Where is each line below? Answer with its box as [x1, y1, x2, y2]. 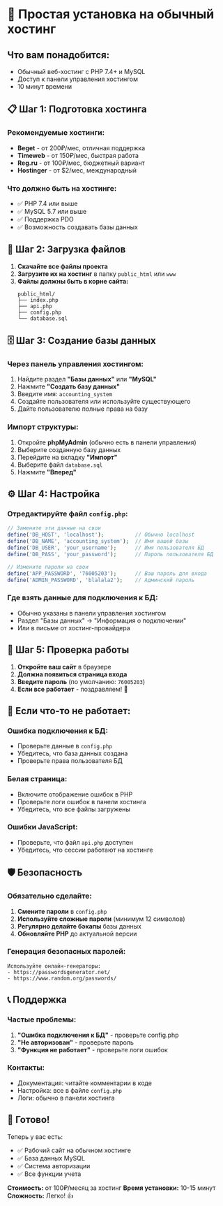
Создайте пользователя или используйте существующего [17, 398, 191, 406]
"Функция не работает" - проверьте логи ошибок [17, 1045, 169, 1054]
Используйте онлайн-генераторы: [7, 962, 101, 970]
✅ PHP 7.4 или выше [17, 199, 78, 208]
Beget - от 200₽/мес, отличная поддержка [17, 143, 146, 152]
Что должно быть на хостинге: [7, 183, 117, 193]
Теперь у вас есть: [7, 1132, 63, 1141]
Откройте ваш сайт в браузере [17, 662, 111, 671]
